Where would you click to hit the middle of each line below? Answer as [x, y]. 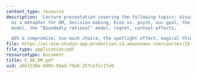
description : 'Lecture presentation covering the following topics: [91, 17]
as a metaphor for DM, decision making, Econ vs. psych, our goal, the [101, 22]
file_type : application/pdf [40, 50]
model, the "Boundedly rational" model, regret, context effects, [94, 28]
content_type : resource [35, 11]
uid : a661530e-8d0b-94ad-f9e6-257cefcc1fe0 [60, 66]
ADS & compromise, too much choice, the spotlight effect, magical [96, 39]
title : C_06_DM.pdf [30, 60]
